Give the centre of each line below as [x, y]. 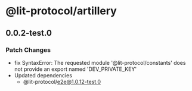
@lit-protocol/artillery [61, 11]
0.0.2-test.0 [29, 33]
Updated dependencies [43, 75]
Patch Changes [28, 50]
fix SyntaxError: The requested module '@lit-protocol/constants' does [100, 62]
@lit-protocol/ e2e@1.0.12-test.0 [62, 81]
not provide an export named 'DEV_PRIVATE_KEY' [75, 69]
